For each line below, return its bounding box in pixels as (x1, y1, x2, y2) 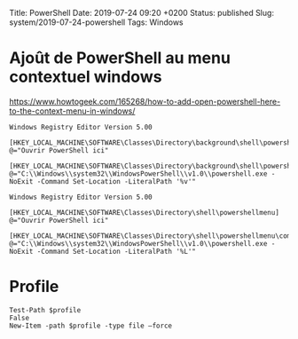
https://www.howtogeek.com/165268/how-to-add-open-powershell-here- (9, 96, 281, 106)
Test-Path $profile (9, 305, 82, 314)
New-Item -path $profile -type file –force (9, 321, 173, 330)
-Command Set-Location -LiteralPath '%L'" (36, 247, 197, 256)
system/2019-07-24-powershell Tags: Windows (9, 17, 184, 28)
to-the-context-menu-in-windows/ (9, 106, 136, 116)
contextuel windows (9, 67, 162, 87)
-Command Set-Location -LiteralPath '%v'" (36, 177, 197, 185)
